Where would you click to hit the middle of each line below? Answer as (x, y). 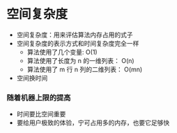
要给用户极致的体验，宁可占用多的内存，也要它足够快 (93, 123)
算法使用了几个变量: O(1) (62, 52)
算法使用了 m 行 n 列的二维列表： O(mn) (85, 69)
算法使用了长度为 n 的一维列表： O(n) (80, 60)
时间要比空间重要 (41, 114)
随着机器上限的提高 (39, 98)
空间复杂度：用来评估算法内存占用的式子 (75, 35)
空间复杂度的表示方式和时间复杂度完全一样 (78, 43)
